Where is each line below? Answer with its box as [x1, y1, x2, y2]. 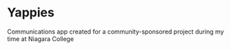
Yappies [7, 5, 55, 21]
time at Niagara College [7, 34, 74, 42]
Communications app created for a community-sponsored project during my [7, 27, 224, 36]
